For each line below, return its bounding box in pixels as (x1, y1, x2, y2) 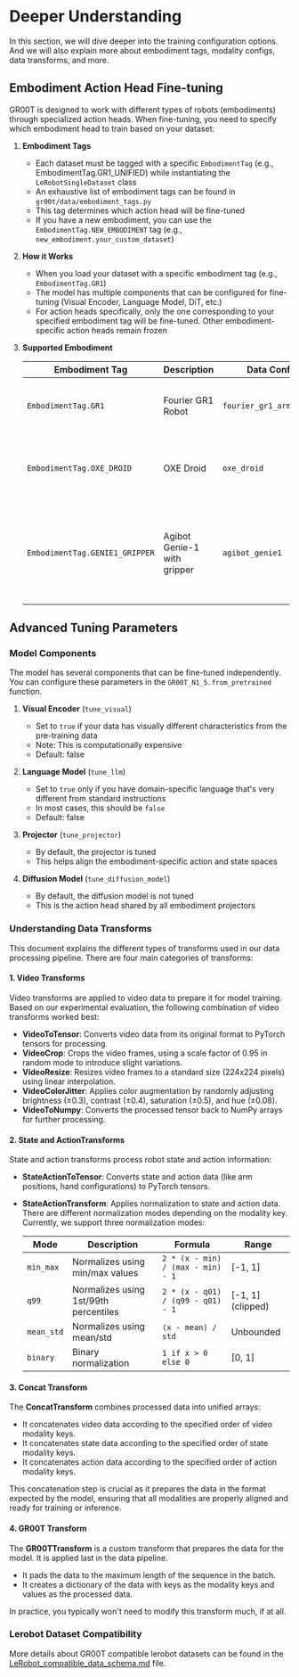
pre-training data (35, 730, 98, 741)
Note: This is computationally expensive (35, 740, 182, 751)
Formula (174, 1238, 211, 1251)
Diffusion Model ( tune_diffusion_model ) (21, 874, 171, 884)
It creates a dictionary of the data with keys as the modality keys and (21, 1579, 275, 1590)
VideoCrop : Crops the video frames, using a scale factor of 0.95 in (21, 1048, 268, 1058)
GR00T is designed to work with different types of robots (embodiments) (9, 104, 276, 115)
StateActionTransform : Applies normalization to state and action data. (21, 1198, 281, 1209)
